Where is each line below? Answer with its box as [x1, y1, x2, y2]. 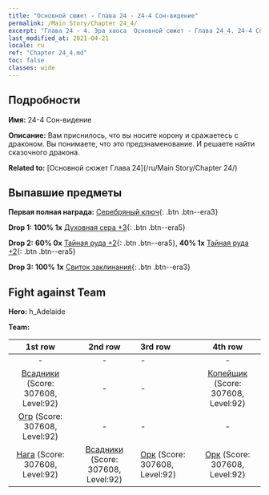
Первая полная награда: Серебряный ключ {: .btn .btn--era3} [8, 207, 219, 217]
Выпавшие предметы [8, 186, 122, 199]
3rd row [139, 341, 171, 352]
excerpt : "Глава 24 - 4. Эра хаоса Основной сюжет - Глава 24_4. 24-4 [8, 26, 252, 34]
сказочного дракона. [8, 147, 80, 157]
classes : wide [8, 64, 56, 72]
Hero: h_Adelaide [8, 307, 66, 316]
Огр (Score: [18, 411, 63, 422]
